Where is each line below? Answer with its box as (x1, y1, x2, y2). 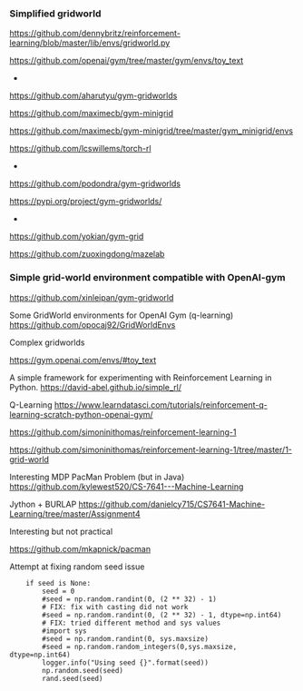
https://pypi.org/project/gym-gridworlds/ (9, 196, 162, 207)
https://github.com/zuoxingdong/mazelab (9, 249, 165, 260)
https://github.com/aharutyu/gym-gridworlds (9, 90, 178, 102)
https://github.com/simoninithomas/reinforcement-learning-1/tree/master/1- (9, 444, 293, 455)
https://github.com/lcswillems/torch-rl (9, 143, 151, 154)
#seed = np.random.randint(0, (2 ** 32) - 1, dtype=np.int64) (42, 610, 282, 619)
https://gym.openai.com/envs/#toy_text (9, 354, 157, 365)
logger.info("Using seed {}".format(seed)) (42, 657, 209, 667)
